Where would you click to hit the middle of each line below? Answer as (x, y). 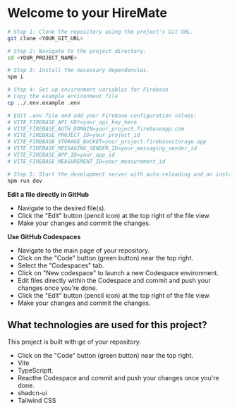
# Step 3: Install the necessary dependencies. (79, 71)
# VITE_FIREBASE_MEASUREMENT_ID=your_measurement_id (86, 161)
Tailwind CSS (37, 401)
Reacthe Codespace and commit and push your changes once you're (119, 378)
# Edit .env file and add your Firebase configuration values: (102, 115)
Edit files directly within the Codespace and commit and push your (114, 280)
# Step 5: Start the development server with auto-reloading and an (110, 174)
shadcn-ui (32, 393)
